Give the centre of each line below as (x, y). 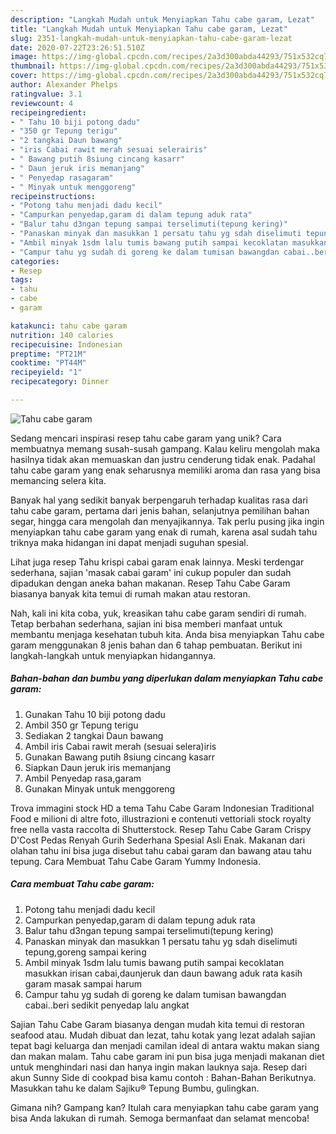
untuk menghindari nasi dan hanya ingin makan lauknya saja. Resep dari (159, 1067)
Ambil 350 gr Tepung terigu (81, 725)
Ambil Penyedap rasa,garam (83, 778)
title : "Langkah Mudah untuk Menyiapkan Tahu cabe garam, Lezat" (149, 29)
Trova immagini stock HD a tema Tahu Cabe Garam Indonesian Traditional (162, 808)
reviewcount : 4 (42, 103)
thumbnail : (33, 66)
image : (24, 57)
